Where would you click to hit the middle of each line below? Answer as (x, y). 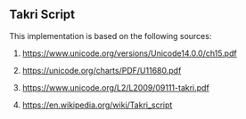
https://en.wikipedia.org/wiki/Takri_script (97, 105)
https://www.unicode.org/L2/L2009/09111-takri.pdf (115, 87)
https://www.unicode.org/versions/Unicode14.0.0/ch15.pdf (130, 53)
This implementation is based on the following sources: (111, 36)
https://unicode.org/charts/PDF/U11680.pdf (102, 70)
